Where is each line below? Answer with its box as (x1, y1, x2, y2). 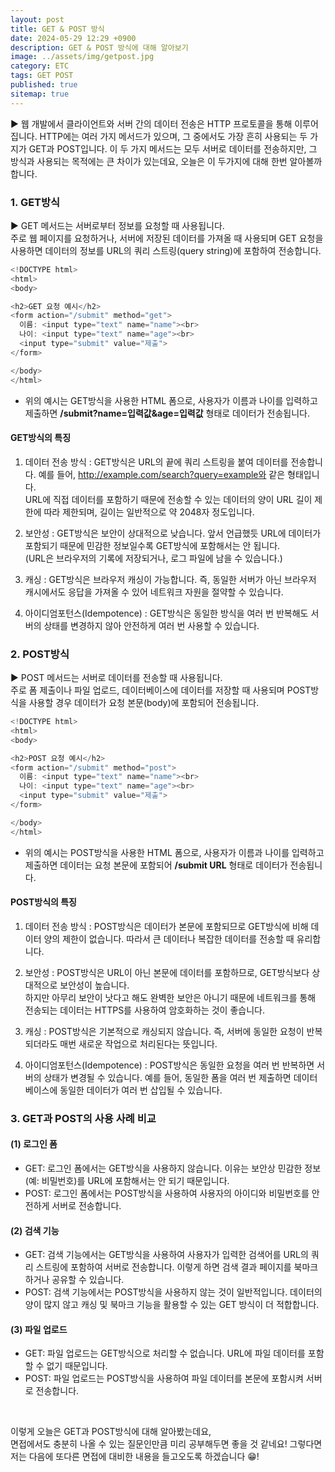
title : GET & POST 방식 (10, 24, 105, 34)
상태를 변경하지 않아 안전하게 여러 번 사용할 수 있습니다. (43, 619, 260, 631)
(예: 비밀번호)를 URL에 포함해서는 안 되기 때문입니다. (24, 1175, 230, 1186)
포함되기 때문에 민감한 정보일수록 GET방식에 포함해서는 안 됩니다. (24, 539, 281, 551)
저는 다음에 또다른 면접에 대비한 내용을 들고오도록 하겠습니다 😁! (10, 1451, 260, 1463)
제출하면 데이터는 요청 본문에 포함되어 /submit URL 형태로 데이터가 (24, 859, 288, 871)
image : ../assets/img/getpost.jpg (10, 52, 155, 62)
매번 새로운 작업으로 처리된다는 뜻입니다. (59, 1037, 218, 1050)
